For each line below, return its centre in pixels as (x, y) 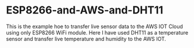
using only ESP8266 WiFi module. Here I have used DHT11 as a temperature (97, 32)
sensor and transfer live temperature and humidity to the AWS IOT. (86, 39)
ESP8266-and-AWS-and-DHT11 (85, 10)
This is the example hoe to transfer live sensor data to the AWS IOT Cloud (94, 26)
